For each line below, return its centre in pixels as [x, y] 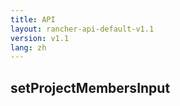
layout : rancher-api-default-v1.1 [82, 29]
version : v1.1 [40, 38]
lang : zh [28, 47]
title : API [33, 19]
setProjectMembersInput [90, 87]
